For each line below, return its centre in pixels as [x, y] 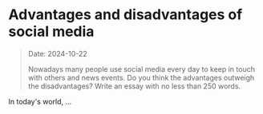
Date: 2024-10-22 [58, 53]
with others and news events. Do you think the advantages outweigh [141, 77]
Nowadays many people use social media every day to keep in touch [141, 69]
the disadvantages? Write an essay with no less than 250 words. [134, 86]
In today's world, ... [40, 101]
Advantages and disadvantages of [125, 15]
